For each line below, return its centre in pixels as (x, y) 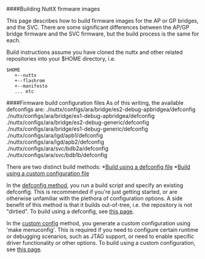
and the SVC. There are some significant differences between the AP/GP (98, 27)
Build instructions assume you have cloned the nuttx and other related (95, 52)
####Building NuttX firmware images (53, 9)
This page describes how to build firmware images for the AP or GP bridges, (102, 21)
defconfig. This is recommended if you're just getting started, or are (92, 192)
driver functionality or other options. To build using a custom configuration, (101, 243)
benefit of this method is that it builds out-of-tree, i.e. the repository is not (99, 205)
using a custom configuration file (48, 173)
